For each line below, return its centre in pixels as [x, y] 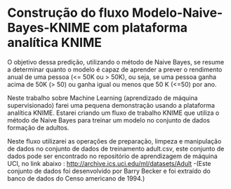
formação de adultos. [38, 127]
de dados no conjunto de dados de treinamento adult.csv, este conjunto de [116, 148]
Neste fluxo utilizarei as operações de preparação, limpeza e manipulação [114, 141]
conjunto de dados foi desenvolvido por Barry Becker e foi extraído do [109, 171]
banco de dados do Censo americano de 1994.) [76, 178]
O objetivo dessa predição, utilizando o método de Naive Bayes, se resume [116, 62]
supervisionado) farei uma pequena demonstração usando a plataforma [111, 105]
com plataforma [140, 28]
